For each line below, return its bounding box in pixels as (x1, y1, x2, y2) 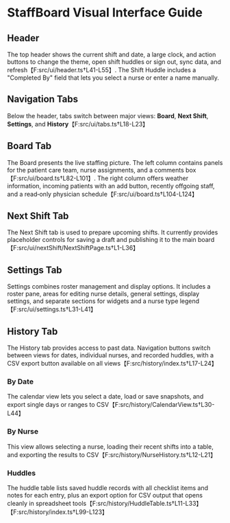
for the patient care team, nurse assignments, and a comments (7, 166, 185, 174)
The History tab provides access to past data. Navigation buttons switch (7, 344, 211, 352)
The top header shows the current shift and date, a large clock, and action (7, 50, 216, 58)
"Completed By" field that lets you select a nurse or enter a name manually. (7, 74, 220, 82)
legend (179, 297, 200, 305)
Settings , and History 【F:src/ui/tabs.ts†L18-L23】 (7, 120, 149, 128)
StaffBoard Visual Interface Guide (7, 5, 203, 21)
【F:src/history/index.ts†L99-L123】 (7, 507, 108, 516)
